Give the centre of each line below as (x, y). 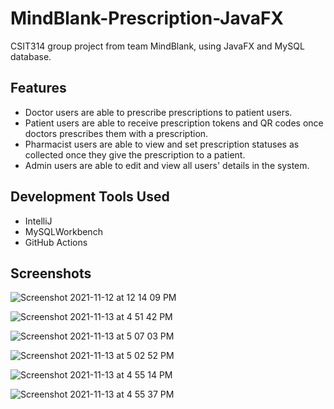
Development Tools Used (90, 197)
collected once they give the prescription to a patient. (135, 154)
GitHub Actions (56, 242)
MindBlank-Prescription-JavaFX (147, 18)
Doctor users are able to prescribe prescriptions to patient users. (158, 112)
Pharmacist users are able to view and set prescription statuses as (162, 144)
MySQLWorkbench (63, 231)
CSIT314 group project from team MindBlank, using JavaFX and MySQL (157, 46)
